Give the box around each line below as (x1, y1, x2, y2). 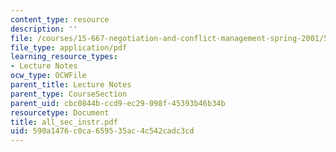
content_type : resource (10, 14, 110, 25)
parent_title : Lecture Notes (10, 80, 132, 90)
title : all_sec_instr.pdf (10, 117, 118, 127)
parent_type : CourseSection (10, 89, 128, 99)
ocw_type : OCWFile (10, 71, 87, 81)
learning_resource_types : (10, 52, 118, 62)
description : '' (10, 24, 78, 34)
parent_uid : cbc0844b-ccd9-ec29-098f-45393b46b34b (10, 98, 226, 108)
